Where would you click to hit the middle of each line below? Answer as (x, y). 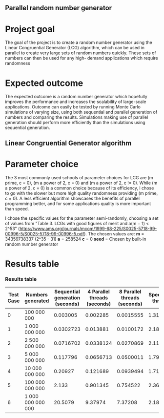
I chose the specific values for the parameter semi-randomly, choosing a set (82, 218)
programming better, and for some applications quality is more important (78, 203)
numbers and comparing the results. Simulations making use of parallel (77, 117)
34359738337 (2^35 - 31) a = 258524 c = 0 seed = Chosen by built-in (76, 239)
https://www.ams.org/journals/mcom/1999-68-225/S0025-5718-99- (88, 229)
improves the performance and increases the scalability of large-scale (76, 102)
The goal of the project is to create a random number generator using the (79, 42)
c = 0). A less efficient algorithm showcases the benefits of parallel (72, 198)
